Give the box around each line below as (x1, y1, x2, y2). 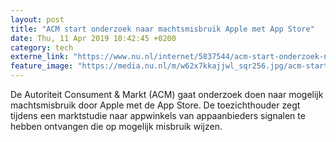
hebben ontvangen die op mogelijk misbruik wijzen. (10, 121, 223, 132)
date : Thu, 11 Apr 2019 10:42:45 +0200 (10, 33, 177, 43)
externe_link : (10, 52, 70, 62)
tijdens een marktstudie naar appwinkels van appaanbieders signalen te (10, 110, 306, 121)
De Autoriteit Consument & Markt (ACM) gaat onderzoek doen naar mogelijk (10, 89, 324, 100)
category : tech (10, 42, 74, 53)
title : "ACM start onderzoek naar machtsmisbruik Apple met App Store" (10, 24, 315, 34)
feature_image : (10, 61, 74, 71)
